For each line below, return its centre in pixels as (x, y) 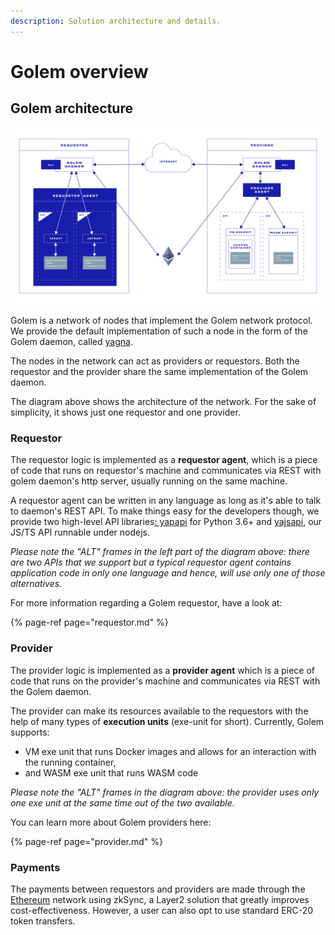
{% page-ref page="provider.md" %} (86, 841)
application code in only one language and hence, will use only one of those (168, 573)
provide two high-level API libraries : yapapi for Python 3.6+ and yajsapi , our (166, 522)
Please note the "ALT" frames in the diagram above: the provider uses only (165, 792)
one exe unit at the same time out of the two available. (122, 802)
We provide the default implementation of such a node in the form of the (159, 331)
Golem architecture (71, 108)
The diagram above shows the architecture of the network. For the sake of (163, 402)
